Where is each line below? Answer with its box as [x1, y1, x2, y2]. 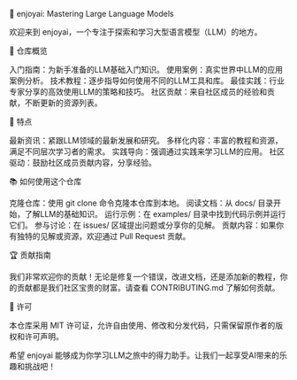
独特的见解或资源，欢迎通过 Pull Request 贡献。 [16, 231, 191, 241]
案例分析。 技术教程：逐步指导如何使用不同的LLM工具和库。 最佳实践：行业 [9, 75, 286, 86]
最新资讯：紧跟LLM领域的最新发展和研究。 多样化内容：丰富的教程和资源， [9, 136, 283, 145]
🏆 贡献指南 [9, 250, 51, 260]
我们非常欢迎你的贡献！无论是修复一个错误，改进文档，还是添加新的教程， [9, 271, 280, 282]
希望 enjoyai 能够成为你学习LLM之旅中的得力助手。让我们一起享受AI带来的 [9, 350, 280, 361]
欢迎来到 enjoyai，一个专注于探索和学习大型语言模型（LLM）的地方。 [9, 27, 263, 37]
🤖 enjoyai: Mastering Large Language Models [9, 9, 174, 19]
